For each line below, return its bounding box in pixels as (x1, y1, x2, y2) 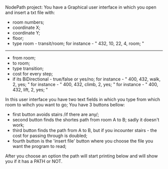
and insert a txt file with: (5, 9, 55, 15)
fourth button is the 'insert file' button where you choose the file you (12, 138, 153, 144)
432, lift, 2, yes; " (12, 87, 48, 92)
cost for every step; (12, 71, 53, 76)
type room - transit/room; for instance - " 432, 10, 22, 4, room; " (12, 40, 144, 46)
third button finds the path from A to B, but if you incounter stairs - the (12, 127, 157, 133)
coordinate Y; (12, 30, 40, 35)
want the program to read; (12, 143, 66, 149)
